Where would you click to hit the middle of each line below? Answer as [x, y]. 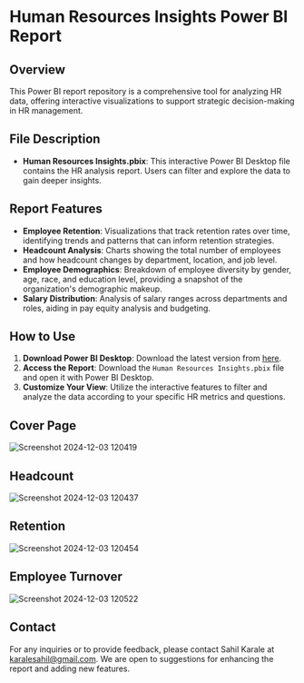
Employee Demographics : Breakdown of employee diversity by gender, [157, 269]
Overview [38, 69]
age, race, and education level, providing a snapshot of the [132, 279]
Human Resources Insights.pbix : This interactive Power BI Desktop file [156, 161]
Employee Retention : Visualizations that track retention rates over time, [156, 231]
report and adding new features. [69, 668]
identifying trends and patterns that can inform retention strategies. [148, 240]
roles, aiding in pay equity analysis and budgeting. [117, 308]
